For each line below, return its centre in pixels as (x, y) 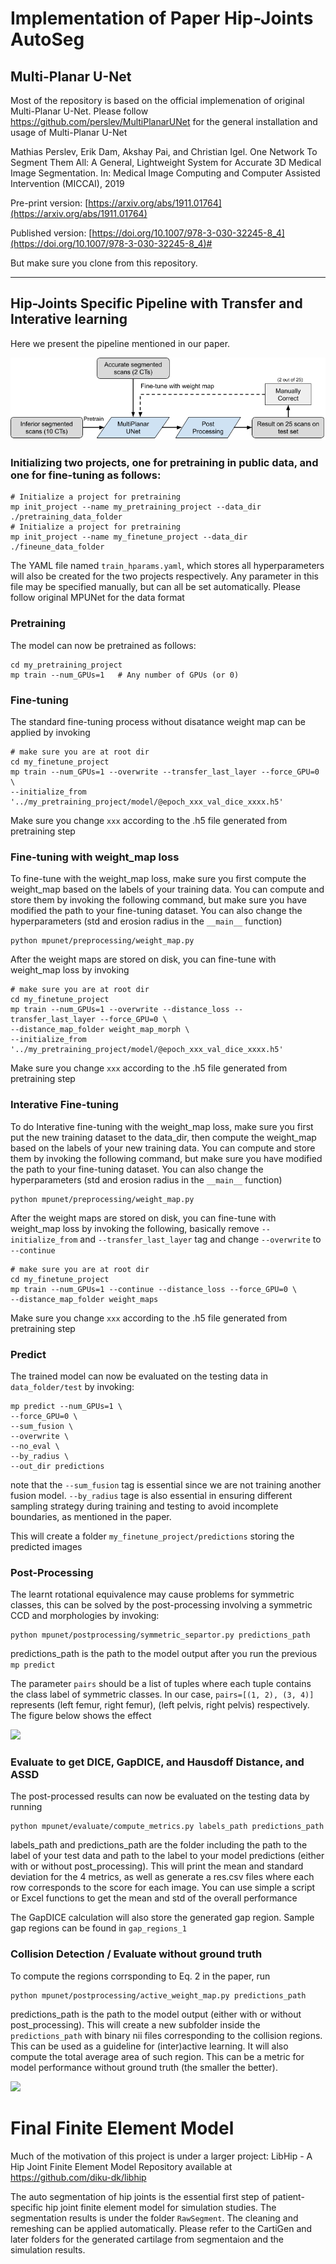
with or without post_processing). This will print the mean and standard (157, 1866)
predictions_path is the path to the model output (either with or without (156, 2014)
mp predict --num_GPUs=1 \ (66, 1406)
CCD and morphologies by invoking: (85, 1616)
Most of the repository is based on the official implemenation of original (157, 100)
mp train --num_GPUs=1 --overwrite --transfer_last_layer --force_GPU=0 (165, 772)
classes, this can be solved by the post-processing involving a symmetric (161, 1605)
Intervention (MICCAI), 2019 (67, 183)
